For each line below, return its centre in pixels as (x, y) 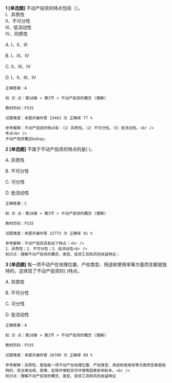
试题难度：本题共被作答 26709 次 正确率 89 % (49, 355)
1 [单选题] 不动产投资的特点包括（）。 (44, 8)
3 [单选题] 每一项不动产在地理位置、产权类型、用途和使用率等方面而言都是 (84, 265)
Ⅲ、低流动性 (18, 27)
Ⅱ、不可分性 (18, 21)
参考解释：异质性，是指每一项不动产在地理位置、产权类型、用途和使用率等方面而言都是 (84, 365)
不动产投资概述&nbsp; (26, 139)
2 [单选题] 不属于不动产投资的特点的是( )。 (50, 149)
